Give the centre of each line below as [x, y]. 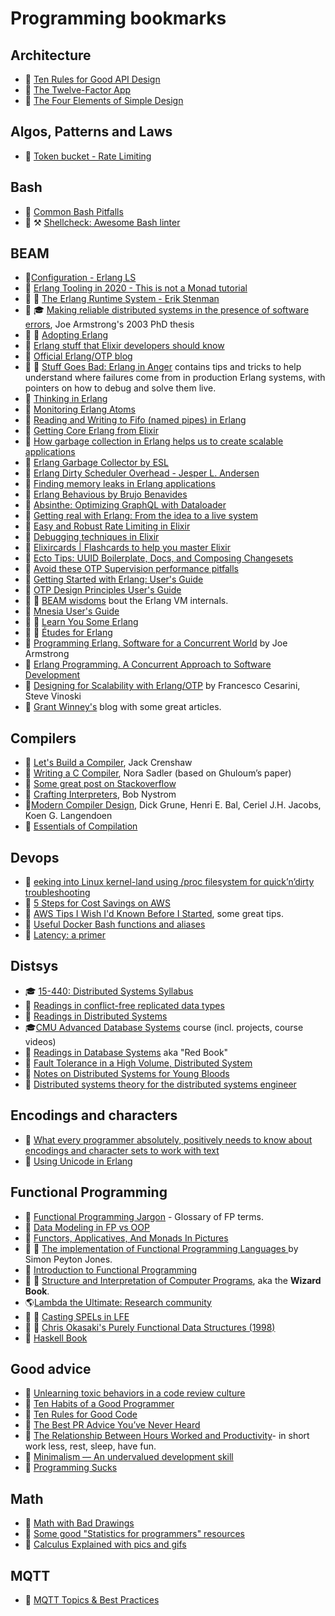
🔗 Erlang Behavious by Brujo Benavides [106, 494]
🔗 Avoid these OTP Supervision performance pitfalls [131, 569]
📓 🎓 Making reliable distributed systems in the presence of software [167, 310]
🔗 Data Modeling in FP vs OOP [87, 1227]
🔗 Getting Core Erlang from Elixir [91, 431]
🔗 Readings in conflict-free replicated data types [124, 1005]
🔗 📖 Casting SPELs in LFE [77, 1316]
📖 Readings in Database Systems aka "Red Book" [126, 1052]
